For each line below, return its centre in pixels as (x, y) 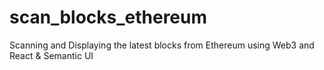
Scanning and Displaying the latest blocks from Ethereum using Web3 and (162, 45)
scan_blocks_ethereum (108, 17)
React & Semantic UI (51, 55)
